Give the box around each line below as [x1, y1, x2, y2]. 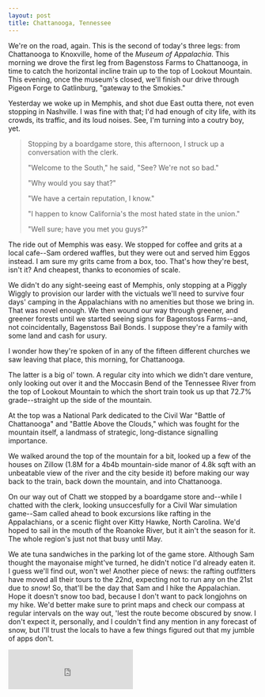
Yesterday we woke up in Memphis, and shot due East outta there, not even [8, 98, 255, 108]
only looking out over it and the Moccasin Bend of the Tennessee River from [8, 378, 256, 388]
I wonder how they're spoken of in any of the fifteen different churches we [8, 346, 251, 355]
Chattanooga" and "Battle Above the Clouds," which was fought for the [8, 419, 240, 428]
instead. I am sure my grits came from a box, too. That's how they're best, [8, 256, 249, 266]
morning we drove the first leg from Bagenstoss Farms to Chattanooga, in [8, 57, 248, 67]
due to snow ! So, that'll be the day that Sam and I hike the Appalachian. [8, 583, 240, 592]
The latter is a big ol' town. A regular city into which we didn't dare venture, [8, 370, 253, 379]
